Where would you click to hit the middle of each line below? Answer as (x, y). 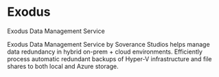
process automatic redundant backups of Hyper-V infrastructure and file (109, 58)
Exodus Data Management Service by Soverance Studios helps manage (109, 44)
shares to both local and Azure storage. (63, 66)
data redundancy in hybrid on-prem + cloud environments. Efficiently (105, 52)
